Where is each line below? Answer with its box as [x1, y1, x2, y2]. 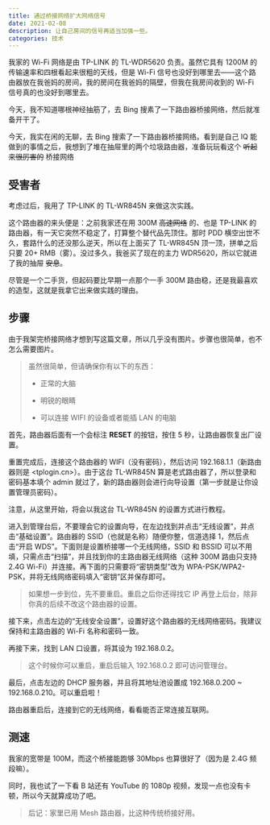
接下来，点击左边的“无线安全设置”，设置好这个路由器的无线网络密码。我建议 [8, 616, 262, 625]
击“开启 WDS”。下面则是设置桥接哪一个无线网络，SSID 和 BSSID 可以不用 [8, 541, 252, 551]
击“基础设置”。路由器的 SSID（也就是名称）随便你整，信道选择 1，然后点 [8, 531, 250, 541]
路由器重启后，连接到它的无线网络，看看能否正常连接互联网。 [8, 704, 214, 714]
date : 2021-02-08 [8, 19, 67, 27]
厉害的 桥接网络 [22, 152, 74, 162]
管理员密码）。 [15, 487, 62, 496]
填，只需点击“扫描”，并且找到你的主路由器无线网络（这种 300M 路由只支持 [8, 551, 258, 561]
